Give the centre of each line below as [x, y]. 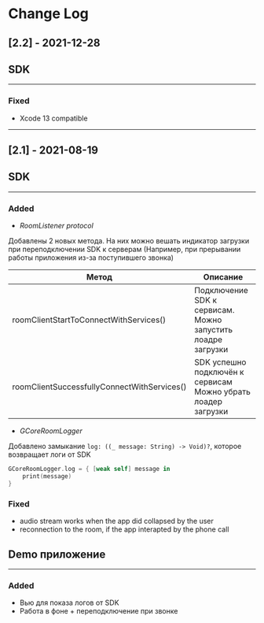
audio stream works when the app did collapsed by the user [117, 521]
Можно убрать [223, 392]
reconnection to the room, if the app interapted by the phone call [124, 529]
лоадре [208, 339]
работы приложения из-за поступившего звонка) [91, 258]
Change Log [48, 14]
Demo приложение [57, 554]
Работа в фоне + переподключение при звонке [99, 611]
